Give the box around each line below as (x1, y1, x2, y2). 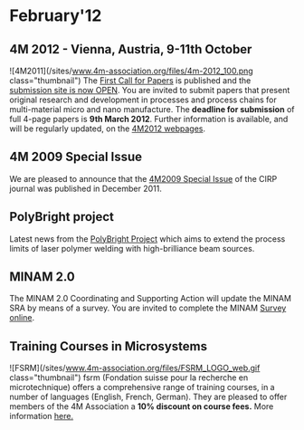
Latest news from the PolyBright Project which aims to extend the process (9, 233, 286, 244)
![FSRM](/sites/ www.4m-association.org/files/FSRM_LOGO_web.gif (9, 363, 261, 374)
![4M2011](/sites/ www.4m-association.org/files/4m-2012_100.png (9, 65, 253, 76)
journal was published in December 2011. (9, 183, 163, 194)
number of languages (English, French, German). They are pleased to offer (9, 391, 288, 403)
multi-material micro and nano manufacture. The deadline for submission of (9, 104, 295, 114)
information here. (9, 411, 74, 422)
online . (9, 312, 34, 323)
